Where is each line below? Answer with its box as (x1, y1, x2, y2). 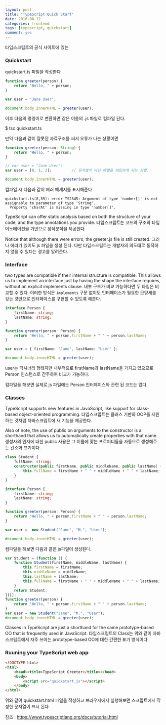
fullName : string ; (14, 459, 52, 465)
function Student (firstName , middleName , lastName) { (14, 560, 127, 565)
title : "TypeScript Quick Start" (5, 12, 74, 17)
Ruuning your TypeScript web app (5, 649, 89, 656)
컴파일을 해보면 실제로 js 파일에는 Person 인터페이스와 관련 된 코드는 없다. (5, 382, 148, 388)
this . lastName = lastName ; (23, 574, 79, 579)
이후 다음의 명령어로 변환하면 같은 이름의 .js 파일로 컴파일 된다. (5, 115, 126, 121)
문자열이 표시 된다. (14, 704, 50, 710)
